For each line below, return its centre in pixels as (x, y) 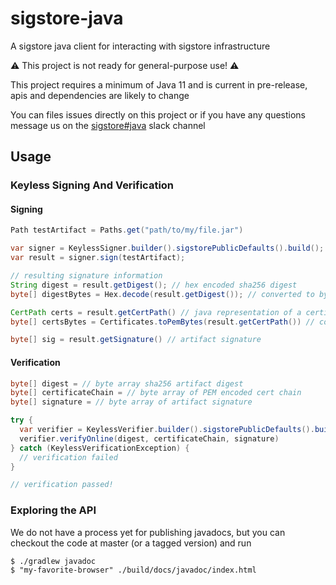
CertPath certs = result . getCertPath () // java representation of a (156, 312)
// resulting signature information (86, 276)
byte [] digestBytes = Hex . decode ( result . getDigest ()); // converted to (162, 294)
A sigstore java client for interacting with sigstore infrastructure (140, 46)
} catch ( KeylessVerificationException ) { (100, 448)
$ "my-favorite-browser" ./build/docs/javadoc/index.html (133, 570)
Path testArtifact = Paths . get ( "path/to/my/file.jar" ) (127, 230)
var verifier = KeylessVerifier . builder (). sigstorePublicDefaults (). (167, 430)
